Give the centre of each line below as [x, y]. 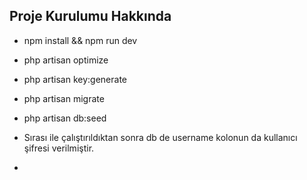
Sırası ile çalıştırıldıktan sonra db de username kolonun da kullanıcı [160, 137]
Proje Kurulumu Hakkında [90, 16]
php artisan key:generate [75, 79]
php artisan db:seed [65, 118]
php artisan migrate [64, 98]
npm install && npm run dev [80, 40]
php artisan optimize [66, 60]
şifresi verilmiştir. [59, 148]
